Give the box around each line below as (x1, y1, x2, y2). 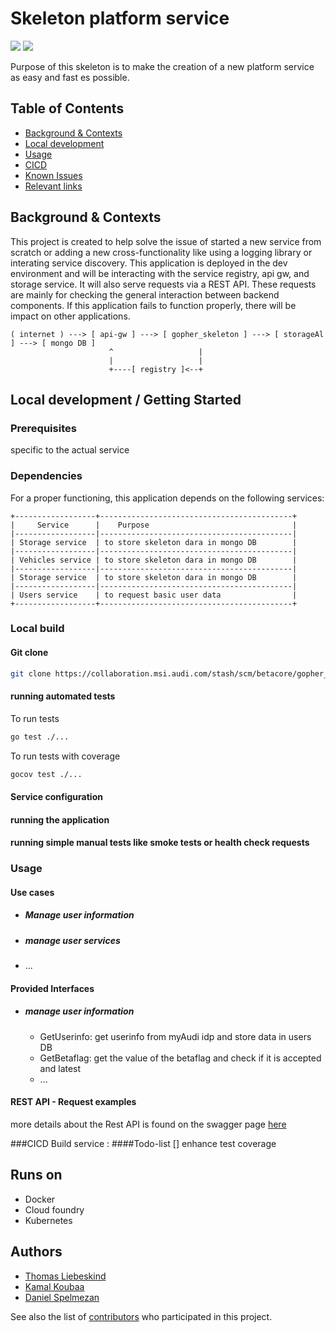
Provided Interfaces (10, 982, 95, 994)
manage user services (24, 934, 121, 946)
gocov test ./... (10, 769, 83, 779)
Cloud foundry (24, 1203, 85, 1216)
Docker (24, 1193, 56, 1205)
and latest (39, 1062, 82, 1074)
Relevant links (24, 180, 83, 192)
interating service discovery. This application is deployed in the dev (10, 257, 288, 269)
